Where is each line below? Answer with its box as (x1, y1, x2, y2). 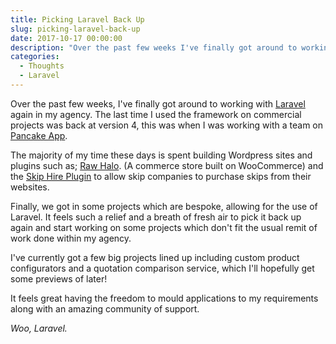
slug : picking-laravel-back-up (10, 24, 141, 34)
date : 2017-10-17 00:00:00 (10, 33, 123, 43)
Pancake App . (10, 129, 68, 141)
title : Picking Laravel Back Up (10, 14, 145, 25)
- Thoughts (19, 61, 65, 71)
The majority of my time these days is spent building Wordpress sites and (10, 149, 313, 161)
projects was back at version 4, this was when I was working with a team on (10, 119, 324, 131)
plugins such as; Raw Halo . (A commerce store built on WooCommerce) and (10, 159, 324, 171)
